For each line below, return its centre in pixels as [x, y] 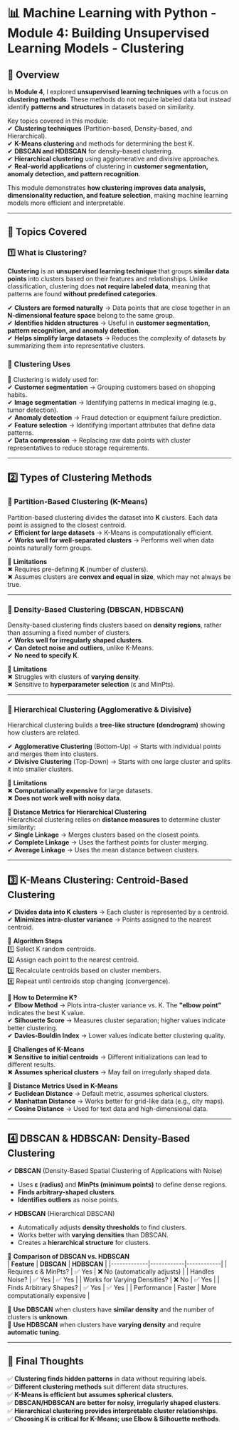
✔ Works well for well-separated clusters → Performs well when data [111, 540]
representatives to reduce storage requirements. [78, 448]
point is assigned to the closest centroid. [67, 525]
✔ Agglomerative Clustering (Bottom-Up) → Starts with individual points [115, 747]
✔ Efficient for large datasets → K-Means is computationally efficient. [110, 533]
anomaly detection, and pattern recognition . [74, 174]
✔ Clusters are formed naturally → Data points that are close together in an [119, 308]
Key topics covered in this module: [58, 121]
